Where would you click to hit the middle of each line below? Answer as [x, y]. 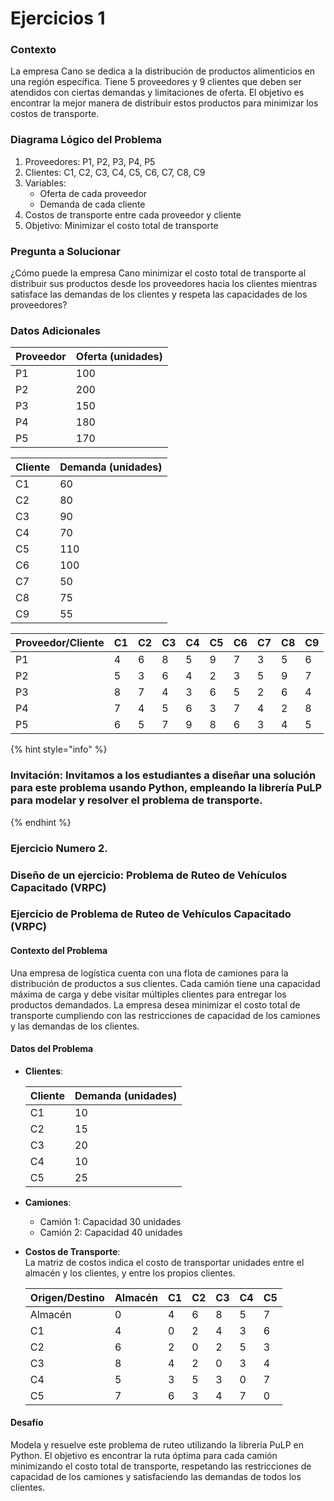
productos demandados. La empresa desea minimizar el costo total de [155, 1004]
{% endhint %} [41, 822]
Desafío [27, 1423]
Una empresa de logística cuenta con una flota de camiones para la [149, 973]
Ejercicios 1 [58, 18]
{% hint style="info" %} [59, 749]
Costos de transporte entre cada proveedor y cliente [133, 214]
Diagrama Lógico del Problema [86, 140]
